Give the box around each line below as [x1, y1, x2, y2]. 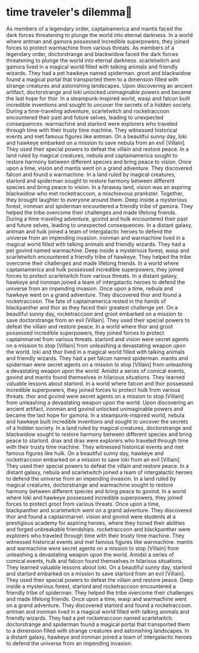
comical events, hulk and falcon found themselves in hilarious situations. [6, 557, 184, 564]
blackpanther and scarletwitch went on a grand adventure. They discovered [6, 506, 192, 513]
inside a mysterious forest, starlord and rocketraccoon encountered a [6, 583, 176, 590]
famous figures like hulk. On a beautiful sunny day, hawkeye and [6, 450, 164, 457]
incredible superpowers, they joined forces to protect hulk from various [6, 386, 181, 393]
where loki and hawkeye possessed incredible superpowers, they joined [6, 494, 183, 501]
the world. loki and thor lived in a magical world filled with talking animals [6, 348, 185, 355]
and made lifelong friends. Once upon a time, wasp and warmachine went [6, 595, 187, 602]
